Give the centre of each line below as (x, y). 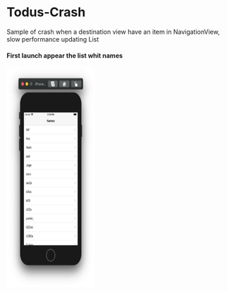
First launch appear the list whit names (65, 55)
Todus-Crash (46, 12)
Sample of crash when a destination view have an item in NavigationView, (113, 32)
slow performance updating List (53, 39)
